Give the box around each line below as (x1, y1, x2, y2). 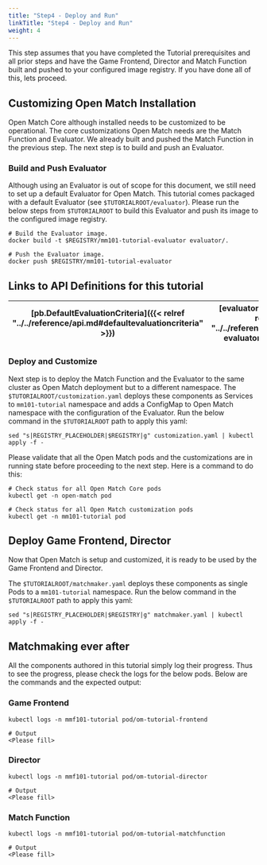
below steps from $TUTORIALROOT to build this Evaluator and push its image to (8, 206, 258, 215)
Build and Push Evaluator (8, 163, 107, 174)
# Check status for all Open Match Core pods (8, 485, 161, 492)
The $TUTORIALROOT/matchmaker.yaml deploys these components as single (8, 579, 248, 589)
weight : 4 (8, 26, 41, 34)
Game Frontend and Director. (8, 563, 103, 573)
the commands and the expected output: (8, 678, 141, 687)
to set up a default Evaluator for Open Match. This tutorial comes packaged (8, 189, 255, 199)
